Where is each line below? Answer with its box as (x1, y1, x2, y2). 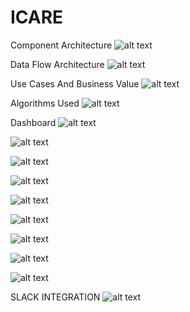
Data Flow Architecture (10, 58, 105, 70)
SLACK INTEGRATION (10, 291, 101, 303)
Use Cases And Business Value (10, 77, 140, 90)
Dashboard (10, 116, 57, 128)
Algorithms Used (10, 97, 80, 109)
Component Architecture (10, 39, 113, 51)
